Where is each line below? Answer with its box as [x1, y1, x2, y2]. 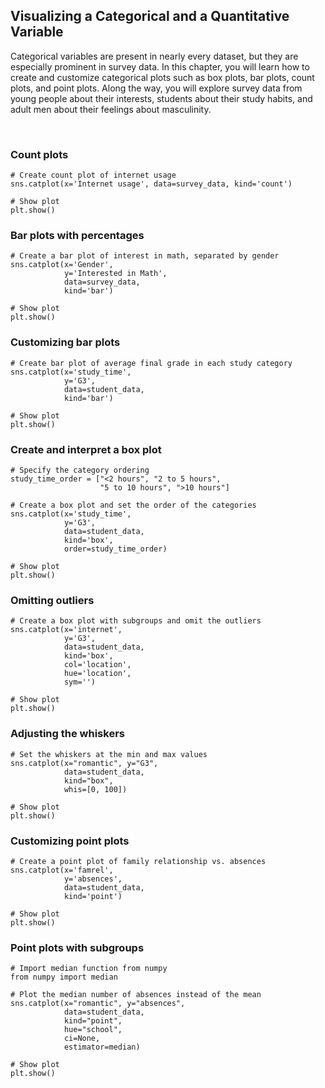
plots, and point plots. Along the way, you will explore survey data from [10, 82, 303, 94]
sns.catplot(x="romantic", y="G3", [10, 758, 159, 768]
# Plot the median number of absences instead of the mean [10, 990, 262, 1000]
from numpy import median [10, 972, 118, 983]
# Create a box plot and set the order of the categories [10, 500, 257, 510]
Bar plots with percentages [10, 229, 145, 243]
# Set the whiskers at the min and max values [10, 749, 208, 759]
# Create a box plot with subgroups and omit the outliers [10, 616, 262, 626]
